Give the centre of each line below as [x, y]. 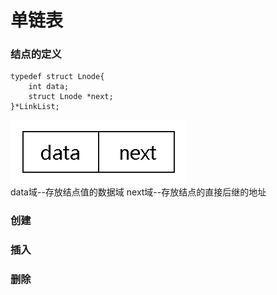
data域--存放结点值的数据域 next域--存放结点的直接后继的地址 [138, 192]
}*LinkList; [35, 107]
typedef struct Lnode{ [57, 77]
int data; [49, 87]
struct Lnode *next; [71, 97]
